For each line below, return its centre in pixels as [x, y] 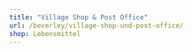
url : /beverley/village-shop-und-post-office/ [96, 26]
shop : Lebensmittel [45, 33]
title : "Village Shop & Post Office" [79, 17]
